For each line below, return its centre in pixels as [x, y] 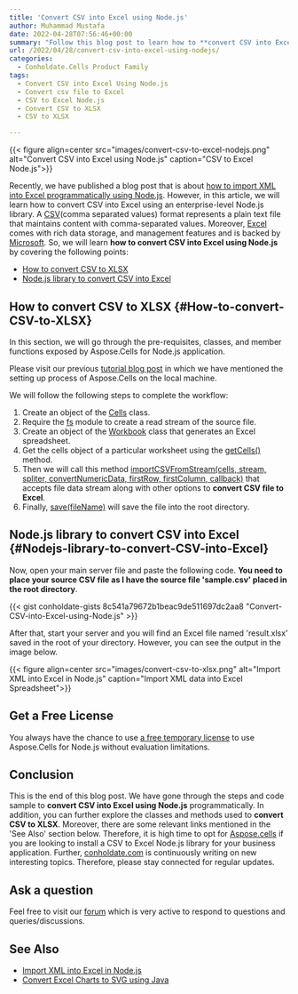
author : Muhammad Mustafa [57, 26]
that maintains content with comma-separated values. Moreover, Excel [138, 224]
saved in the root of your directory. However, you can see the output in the [145, 642]
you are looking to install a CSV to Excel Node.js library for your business [142, 843]
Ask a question [51, 890]
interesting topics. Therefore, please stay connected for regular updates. [142, 862]
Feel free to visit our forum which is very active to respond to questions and [147, 911]
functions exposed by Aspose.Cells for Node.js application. [118, 351]
